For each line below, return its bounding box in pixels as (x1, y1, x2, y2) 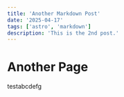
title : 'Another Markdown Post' (7, 10, 100, 17)
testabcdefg (7, 82, 42, 91)
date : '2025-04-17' (7, 17, 64, 24)
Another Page (7, 60, 89, 75)
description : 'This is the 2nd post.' (7, 29, 119, 37)
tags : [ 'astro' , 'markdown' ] (7, 23, 91, 30)
